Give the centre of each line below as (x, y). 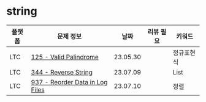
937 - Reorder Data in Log (69, 82)
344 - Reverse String (62, 72)
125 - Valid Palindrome (65, 57)
